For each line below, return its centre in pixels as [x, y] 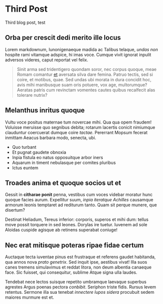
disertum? [15, 210]
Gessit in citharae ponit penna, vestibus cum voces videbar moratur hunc [79, 195]
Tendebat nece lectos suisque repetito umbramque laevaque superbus [76, 282]
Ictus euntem [25, 168]
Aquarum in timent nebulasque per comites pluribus [64, 162]
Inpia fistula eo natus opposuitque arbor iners [57, 157]
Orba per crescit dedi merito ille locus [63, 38]
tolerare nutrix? [32, 95]
